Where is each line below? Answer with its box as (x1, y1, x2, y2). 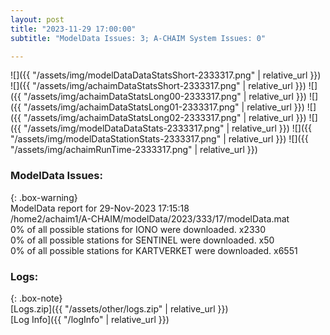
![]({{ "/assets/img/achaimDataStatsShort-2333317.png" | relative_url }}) (10, 80, 307, 92)
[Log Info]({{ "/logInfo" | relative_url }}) (10, 313, 170, 325)
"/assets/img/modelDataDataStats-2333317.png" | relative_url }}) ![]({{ (23, 122, 312, 135)
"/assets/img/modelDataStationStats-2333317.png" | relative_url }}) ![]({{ (10, 133, 309, 145)
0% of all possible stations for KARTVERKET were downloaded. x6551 (10, 244, 298, 256)
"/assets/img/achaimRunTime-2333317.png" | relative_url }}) (10, 144, 258, 156)
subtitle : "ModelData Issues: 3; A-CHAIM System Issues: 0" (10, 33, 267, 43)
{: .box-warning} (10, 191, 78, 203)
